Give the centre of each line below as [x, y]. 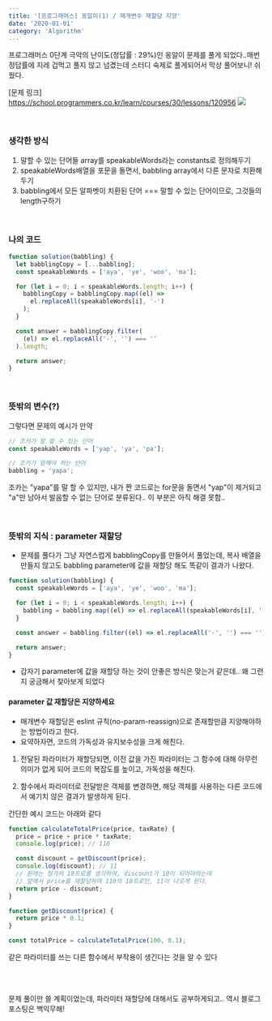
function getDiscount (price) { [61, 911]
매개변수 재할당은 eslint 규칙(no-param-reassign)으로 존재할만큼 [123, 721]
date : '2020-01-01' [41, 24]
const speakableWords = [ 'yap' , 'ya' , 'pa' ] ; [86, 448]
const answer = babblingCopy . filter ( [79, 331]
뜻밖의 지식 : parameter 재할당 [66, 536]
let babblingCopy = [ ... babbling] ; [76, 264]
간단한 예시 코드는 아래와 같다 [55, 813]
